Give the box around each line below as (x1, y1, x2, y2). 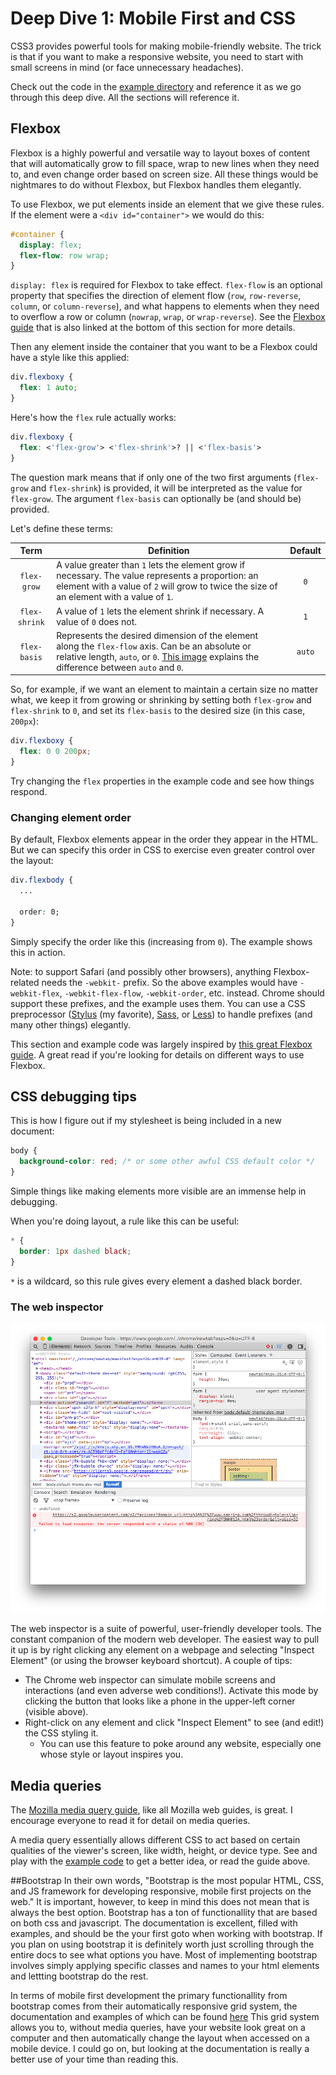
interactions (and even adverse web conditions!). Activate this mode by (24, 1685, 319, 1697)
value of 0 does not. (56, 615, 138, 627)
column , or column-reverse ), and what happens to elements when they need (10, 300, 320, 312)
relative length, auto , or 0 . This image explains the (56, 650, 260, 662)
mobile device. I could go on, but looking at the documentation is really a (10, 2043, 310, 2055)
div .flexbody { (10, 875, 74, 886)
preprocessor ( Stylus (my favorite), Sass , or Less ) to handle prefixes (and (10, 1008, 313, 1020)
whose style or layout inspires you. (39, 1748, 184, 1761)
